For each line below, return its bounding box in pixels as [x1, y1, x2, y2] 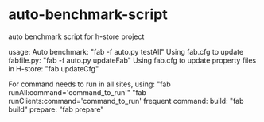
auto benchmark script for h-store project [8, 32, 145, 41]
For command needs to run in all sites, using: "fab [8, 79, 171, 89]
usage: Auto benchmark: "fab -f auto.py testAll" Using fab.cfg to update [8, 47, 244, 56]
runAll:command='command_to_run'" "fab [8, 87, 147, 97]
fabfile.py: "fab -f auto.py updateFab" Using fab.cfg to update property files [8, 55, 257, 65]
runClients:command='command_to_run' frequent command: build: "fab [8, 96, 244, 105]
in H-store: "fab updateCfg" [8, 63, 99, 73]
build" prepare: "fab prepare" [8, 105, 104, 114]
